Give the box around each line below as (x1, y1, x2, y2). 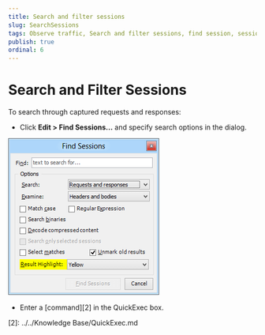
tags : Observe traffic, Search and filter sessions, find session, (8, 29, 235, 37)
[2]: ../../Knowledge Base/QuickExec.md (8, 318, 138, 328)
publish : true (8, 38, 55, 46)
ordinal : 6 (8, 46, 44, 55)
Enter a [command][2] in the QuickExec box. (19, 303, 164, 312)
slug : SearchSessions (8, 21, 80, 29)
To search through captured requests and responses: (8, 107, 181, 117)
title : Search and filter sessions (8, 13, 125, 21)
